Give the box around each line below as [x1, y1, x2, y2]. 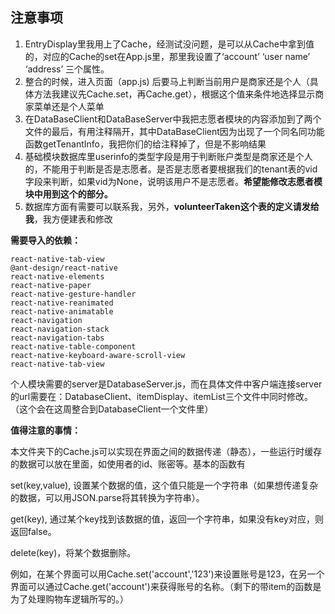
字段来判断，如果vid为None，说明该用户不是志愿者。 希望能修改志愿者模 [24, 175, 323, 187]
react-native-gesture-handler [10, 289, 137, 299]
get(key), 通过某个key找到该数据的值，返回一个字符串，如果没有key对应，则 [10, 513, 324, 525]
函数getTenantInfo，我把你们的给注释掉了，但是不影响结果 [24, 138, 267, 150]
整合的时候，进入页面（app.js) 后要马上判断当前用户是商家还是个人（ [24, 75, 310, 87]
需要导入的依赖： [10, 234, 81, 246]
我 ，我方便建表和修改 [24, 213, 113, 225]
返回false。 [10, 525, 57, 537]
